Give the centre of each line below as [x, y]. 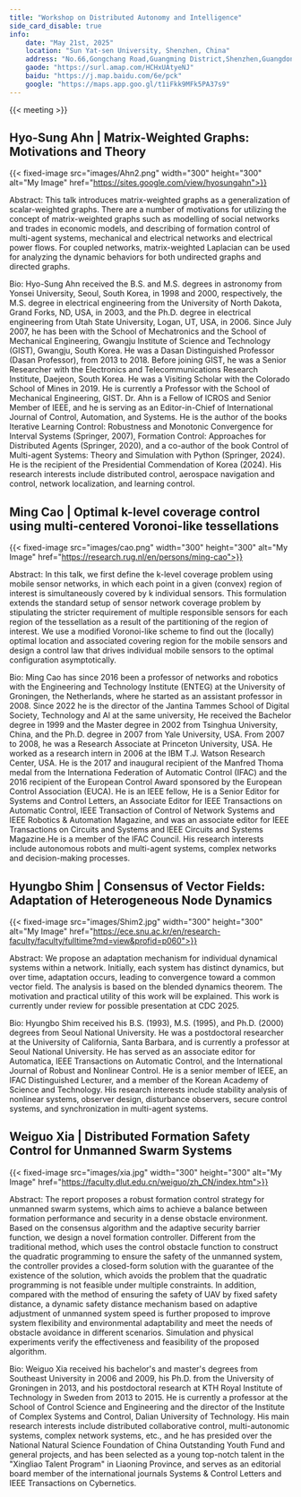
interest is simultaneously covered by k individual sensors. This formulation [148, 594]
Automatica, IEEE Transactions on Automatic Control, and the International [146, 1061]
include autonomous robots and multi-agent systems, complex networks [143, 849]
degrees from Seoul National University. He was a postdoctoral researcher [146, 1033]
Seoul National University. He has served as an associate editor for [133, 1052]
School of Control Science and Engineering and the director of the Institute [147, 1407]
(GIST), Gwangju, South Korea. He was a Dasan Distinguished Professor [142, 351]
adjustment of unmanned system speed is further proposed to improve [140, 1313]
